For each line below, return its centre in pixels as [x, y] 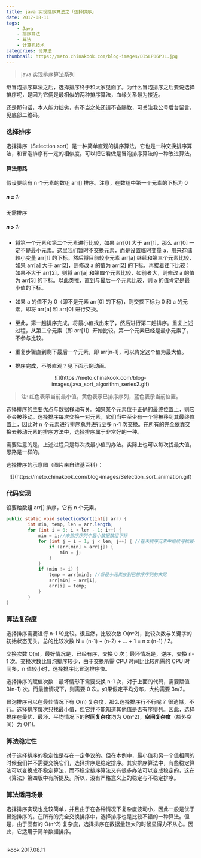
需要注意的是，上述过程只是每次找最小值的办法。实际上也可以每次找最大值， [100, 445]
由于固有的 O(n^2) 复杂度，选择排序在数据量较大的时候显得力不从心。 [102, 824]
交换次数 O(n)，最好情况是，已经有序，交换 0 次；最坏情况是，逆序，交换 [97, 653]
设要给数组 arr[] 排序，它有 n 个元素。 [53, 508]
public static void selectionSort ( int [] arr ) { [67, 519]
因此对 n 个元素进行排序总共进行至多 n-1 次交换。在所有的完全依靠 [103, 424]
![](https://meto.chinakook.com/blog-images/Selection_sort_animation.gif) [100, 477]
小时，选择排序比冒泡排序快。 [74, 668]
